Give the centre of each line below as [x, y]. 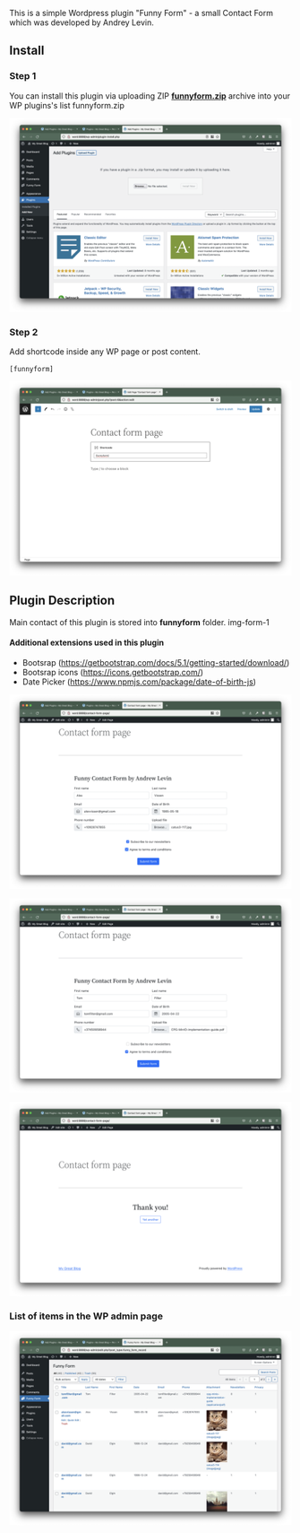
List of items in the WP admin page [86, 1316]
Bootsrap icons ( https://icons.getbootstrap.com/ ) [113, 672]
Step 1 [23, 76]
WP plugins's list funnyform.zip [67, 105]
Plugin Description [62, 601]
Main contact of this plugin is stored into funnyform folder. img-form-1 [140, 622]
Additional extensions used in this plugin [86, 643]
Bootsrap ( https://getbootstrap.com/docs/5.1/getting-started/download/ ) [156, 662]
